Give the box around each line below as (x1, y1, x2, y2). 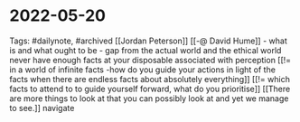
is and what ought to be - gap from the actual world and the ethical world (9, 44, 282, 55)
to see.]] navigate (9, 102, 75, 113)
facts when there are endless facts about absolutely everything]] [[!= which (9, 73, 291, 84)
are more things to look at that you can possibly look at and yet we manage (9, 92, 289, 104)
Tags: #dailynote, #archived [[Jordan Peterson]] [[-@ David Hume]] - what (9, 35, 287, 46)
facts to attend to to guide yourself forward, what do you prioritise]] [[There (9, 83, 291, 94)
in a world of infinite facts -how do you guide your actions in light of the (9, 64, 276, 75)
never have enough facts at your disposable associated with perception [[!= (9, 54, 292, 65)
